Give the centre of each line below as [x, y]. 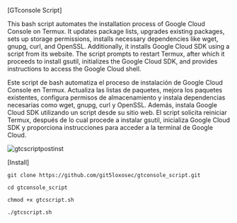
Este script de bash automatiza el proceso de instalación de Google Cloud [115, 83]
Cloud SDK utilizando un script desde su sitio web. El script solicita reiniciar [117, 113]
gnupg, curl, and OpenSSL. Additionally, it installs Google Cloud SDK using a [118, 46]
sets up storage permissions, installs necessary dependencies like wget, [113, 39]
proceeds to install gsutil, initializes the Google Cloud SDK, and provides [112, 61]
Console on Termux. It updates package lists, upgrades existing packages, [116, 31]
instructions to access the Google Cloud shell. [74, 69]
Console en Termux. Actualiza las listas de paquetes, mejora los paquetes [115, 90]
